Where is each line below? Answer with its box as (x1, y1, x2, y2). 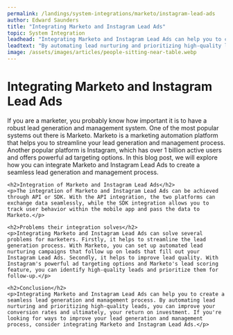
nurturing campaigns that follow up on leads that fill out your (7, 248, 200, 255)
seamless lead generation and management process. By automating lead (7, 296, 216, 304)
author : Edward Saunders (7, 17, 79, 24)
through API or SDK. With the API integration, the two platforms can (7, 194, 216, 200)
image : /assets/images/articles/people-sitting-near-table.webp (7, 49, 197, 56)
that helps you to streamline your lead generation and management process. (7, 138, 225, 146)
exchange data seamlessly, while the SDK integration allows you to (7, 199, 209, 207)
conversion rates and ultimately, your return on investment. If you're (7, 309, 222, 316)
